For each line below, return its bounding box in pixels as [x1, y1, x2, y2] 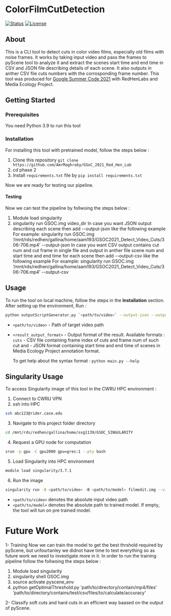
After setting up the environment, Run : [5, 302, 87, 309]
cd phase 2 [12, 166, 37, 173]
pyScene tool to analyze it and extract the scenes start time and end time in [5, 60, 164, 66]
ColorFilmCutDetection [5, 4, 105, 15]
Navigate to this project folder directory [12, 420, 96, 426]
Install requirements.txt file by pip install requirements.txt [12, 172, 142, 178]
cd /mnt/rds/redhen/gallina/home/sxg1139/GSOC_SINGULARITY [5, 430, 133, 435]
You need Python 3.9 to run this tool [5, 123, 81, 129]
